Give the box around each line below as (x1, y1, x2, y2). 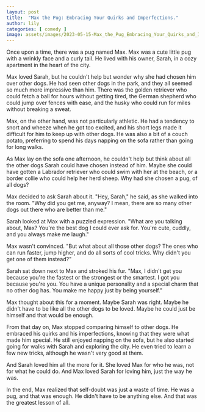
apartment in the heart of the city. (6, 62, 91, 69)
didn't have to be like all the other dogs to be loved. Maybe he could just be (6, 305, 196, 313)
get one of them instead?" (6, 256, 72, 263)
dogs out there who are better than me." (6, 206, 107, 214)
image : (6, 32, 23, 38)
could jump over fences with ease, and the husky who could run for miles (6, 99, 191, 107)
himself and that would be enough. (6, 312, 94, 319)
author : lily (6, 20, 40, 26)
